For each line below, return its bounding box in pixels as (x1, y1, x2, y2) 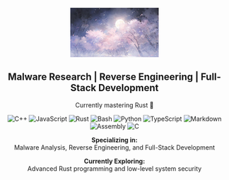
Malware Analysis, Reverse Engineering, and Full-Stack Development (13, 143, 216, 152)
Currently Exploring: (83, 157, 146, 165)
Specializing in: (91, 136, 138, 144)
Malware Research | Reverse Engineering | (7, 71, 199, 83)
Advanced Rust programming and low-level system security (27, 164, 202, 173)
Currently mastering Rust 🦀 (75, 100, 154, 109)
